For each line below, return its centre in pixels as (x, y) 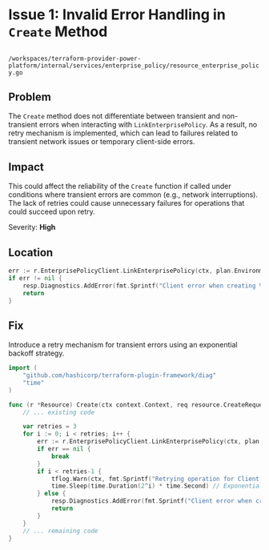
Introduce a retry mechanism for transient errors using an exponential (123, 345)
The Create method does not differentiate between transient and (114, 116)
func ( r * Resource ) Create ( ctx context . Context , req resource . (116, 405)
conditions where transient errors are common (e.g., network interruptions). (133, 195)
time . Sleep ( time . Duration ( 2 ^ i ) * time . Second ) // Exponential (157, 486)
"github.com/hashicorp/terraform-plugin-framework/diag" (120, 375)
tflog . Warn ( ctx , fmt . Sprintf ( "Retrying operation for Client (155, 479)
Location (31, 253)
